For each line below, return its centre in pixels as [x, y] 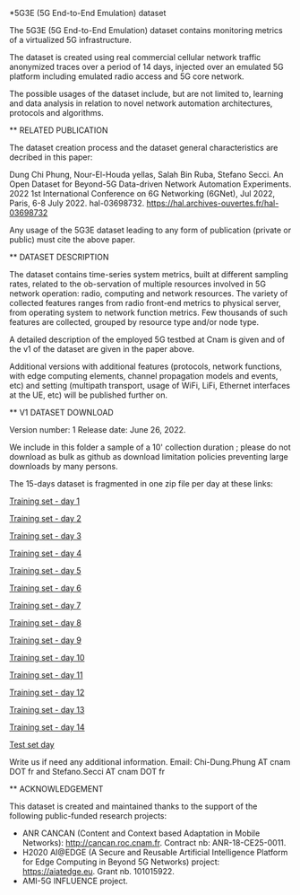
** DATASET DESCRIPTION [59, 257]
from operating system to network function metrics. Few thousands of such [149, 312]
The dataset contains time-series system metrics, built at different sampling [149, 274]
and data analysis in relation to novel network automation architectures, [141, 103]
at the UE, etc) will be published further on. [89, 395]
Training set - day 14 [47, 727]
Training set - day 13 [47, 710]
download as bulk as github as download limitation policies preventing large [149, 456]
